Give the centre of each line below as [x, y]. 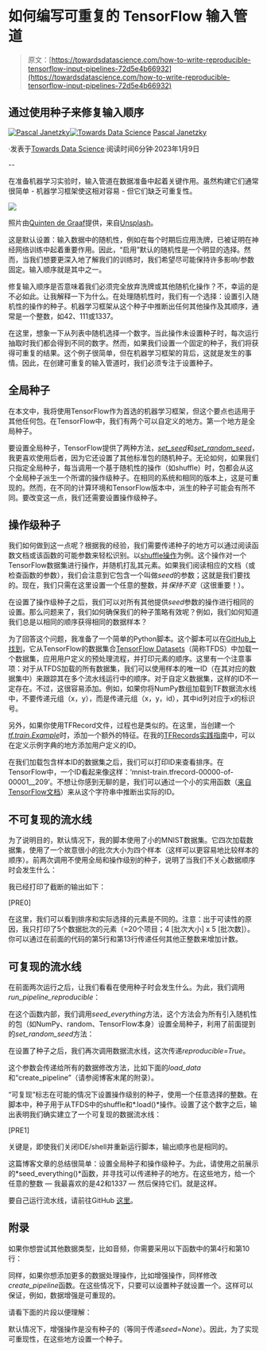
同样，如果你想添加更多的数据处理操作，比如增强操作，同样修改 [112, 1275]
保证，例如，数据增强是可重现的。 [64, 1295]
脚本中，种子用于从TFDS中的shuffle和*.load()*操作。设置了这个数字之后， [129, 1104]
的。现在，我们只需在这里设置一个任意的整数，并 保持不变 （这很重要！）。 [128, 585]
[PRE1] [19, 1130]
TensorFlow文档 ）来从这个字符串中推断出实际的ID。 [93, 792]
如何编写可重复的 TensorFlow [105, 16]
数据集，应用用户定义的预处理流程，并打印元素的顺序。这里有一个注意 [130, 659]
